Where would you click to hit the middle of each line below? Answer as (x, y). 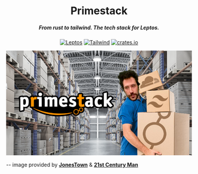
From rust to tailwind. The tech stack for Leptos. (99, 27)
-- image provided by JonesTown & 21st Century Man (72, 165)
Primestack (99, 11)
